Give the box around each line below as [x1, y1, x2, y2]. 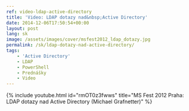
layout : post [6, 25, 39, 32]
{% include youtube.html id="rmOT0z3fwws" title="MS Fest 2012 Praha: [6, 92, 184, 99]
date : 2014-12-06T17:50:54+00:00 [6, 20, 89, 26]
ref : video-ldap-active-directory [6, 8, 92, 15]
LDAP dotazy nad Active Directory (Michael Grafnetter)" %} [6, 98, 153, 105]
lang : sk [6, 31, 28, 37]
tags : [6, 48, 20, 54]
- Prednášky [17, 70, 47, 76]
